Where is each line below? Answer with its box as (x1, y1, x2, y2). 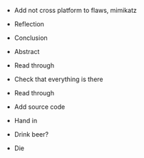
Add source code (14, 102, 66, 111)
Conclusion (14, 33, 48, 42)
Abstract (14, 48, 40, 56)
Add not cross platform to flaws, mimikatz (14, 6, 137, 14)
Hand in (14, 117, 38, 125)
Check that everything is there (14, 75, 103, 83)
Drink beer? (14, 130, 48, 138)
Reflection (14, 20, 45, 28)
